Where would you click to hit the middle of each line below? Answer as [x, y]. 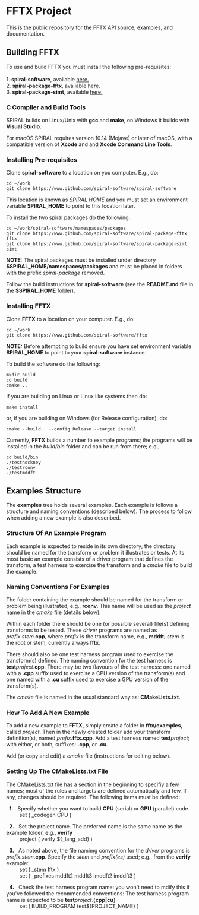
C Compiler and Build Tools [46, 107]
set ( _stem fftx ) [39, 869]
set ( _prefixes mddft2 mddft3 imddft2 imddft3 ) [78, 876]
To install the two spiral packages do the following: [68, 217]
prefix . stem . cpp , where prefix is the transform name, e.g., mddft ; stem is [95, 637]
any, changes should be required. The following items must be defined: [93, 797]
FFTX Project [39, 11]
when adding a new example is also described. [64, 518]
